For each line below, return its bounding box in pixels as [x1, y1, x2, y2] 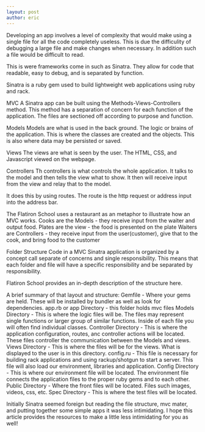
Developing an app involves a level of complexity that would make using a [6, 31, 192, 38]
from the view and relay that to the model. [6, 180, 112, 187]
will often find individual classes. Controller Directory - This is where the [6, 323, 188, 331]
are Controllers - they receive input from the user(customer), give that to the [6, 229, 198, 237]
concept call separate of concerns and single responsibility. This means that [6, 254, 198, 262]
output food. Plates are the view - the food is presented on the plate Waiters [6, 223, 197, 231]
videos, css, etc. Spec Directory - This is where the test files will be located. [6, 388, 197, 395]
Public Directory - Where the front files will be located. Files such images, [6, 382, 192, 389]
